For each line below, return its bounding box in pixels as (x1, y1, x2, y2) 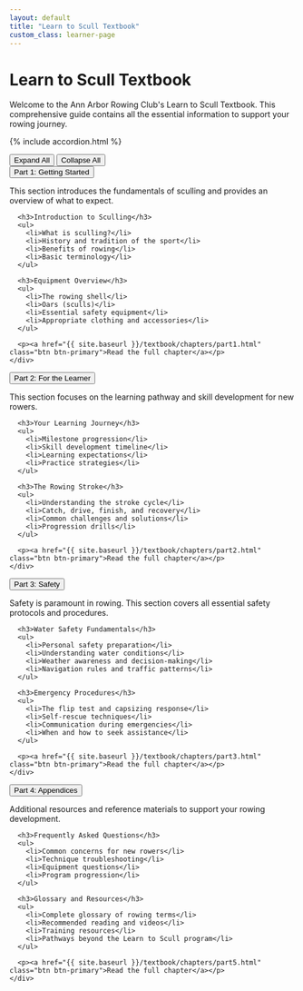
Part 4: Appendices (14, 786, 78, 796)
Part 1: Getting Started (14, 167, 90, 177)
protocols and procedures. (9, 608, 109, 619)
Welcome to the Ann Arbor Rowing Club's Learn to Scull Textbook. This (9, 99, 276, 110)
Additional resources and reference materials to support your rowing (9, 804, 266, 815)
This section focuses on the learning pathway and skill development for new (9, 391, 295, 402)
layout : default (9, 13, 71, 23)
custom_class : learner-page (9, 30, 116, 39)
